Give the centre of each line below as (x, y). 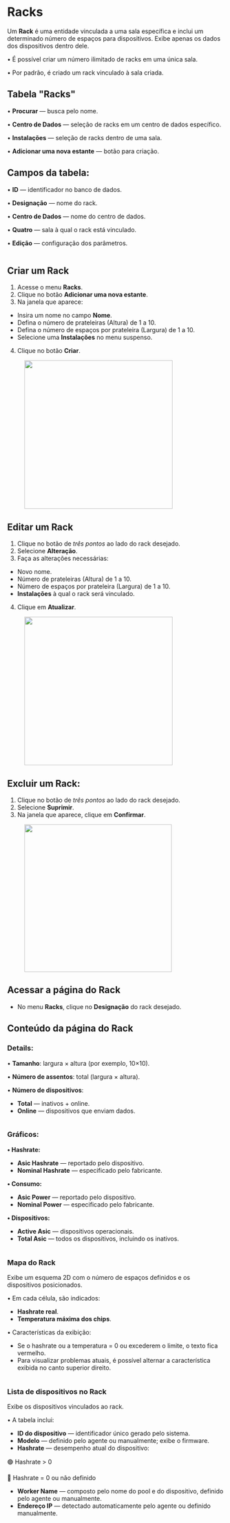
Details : (20, 1048)
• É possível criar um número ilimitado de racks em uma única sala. (103, 59)
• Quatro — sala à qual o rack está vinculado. (72, 229)
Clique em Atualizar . (46, 607)
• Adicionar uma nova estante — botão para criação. (83, 151)
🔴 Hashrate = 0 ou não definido (52, 1478)
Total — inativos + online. (53, 1103)
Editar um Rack (40, 527)
